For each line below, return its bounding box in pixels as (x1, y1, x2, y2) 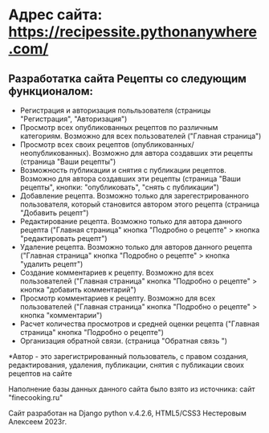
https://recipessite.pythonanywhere (8, 22, 258, 41)
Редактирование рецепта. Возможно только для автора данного (19, 217, 243, 226)
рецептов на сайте (8, 369, 72, 378)
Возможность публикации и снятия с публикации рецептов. (19, 165, 227, 174)
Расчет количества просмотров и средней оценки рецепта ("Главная (19, 319, 259, 329)
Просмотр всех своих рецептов (19, 140, 130, 149)
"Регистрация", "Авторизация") (19, 114, 128, 124)
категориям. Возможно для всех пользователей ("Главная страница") (19, 131, 262, 141)
